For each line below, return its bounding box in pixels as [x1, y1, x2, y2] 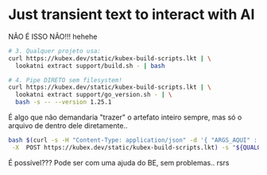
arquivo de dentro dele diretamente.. [8, 121, 128, 131]
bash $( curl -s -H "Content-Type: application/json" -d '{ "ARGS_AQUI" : [8, 136, 258, 144]
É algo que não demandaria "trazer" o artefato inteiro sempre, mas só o [8, 112, 242, 122]
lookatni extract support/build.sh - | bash [15, 62, 165, 70]
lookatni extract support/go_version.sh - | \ [15, 91, 172, 99]
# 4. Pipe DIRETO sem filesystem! [8, 76, 123, 84]
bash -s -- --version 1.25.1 [15, 98, 112, 106]
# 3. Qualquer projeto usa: [8, 47, 102, 55]
